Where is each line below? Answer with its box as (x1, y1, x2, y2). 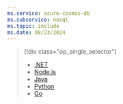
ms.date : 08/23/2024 (7, 29, 66, 36)
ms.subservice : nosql (7, 16, 69, 23)
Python (33, 82, 55, 90)
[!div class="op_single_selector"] (23, 48, 118, 56)
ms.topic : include (7, 22, 59, 29)
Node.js (33, 68, 57, 76)
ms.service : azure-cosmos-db (7, 10, 90, 17)
